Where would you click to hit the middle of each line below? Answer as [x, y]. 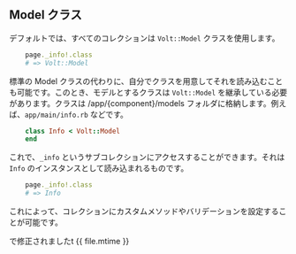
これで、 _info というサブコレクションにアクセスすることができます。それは [147, 158]
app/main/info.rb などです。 [76, 114]
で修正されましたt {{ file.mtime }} [69, 242]
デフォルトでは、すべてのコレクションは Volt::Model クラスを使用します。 [144, 38]
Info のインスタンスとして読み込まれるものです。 [99, 168]
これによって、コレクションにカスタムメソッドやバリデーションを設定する [144, 212]
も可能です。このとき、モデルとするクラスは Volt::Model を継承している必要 [148, 92]
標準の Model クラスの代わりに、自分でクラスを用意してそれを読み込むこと [146, 81]
